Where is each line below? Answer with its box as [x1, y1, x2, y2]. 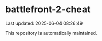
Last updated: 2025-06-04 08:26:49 [5, 20, 83, 26]
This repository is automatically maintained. [5, 30, 97, 36]
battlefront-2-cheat [5, 4, 91, 15]
